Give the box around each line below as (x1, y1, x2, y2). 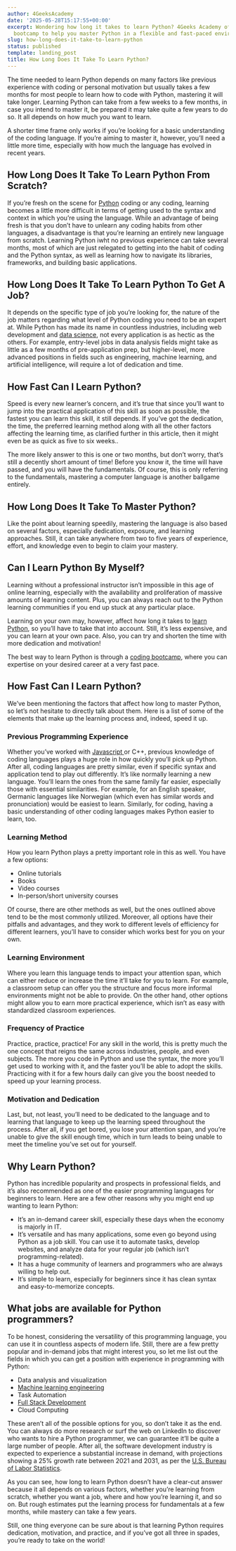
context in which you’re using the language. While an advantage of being (7, 214, 219, 222)
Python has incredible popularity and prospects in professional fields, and (7, 1179, 221, 1187)
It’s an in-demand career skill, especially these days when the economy (17, 1215, 225, 1223)
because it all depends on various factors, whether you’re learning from (7, 1485, 215, 1493)
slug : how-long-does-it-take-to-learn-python (7, 37, 143, 44)
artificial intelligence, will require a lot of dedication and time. (7, 360, 184, 369)
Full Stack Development (17, 1398, 86, 1406)
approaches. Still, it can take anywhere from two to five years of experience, (7, 535, 228, 542)
